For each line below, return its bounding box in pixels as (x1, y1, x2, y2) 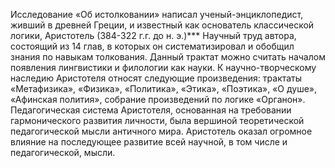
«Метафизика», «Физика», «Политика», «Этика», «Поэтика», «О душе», (10, 83, 318, 94)
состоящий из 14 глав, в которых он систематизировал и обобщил (10, 40, 295, 52)
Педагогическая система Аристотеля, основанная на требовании (10, 104, 292, 116)
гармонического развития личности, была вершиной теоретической (10, 115, 305, 126)
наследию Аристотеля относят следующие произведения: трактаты (10, 72, 303, 84)
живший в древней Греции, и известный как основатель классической (10, 19, 315, 31)
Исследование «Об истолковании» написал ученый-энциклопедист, (10, 9, 304, 20)
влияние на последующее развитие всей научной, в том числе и (10, 136, 288, 148)
